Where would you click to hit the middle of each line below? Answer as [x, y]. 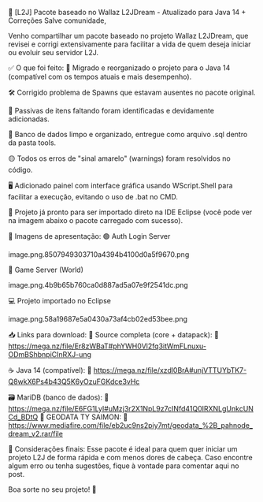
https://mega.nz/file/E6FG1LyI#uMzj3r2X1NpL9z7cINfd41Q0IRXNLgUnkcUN [131, 409]
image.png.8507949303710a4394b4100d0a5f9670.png [99, 255]
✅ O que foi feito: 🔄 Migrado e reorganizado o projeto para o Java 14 [119, 68]
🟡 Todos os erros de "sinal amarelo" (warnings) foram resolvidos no [119, 158]
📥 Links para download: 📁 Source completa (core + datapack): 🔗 [113, 335]
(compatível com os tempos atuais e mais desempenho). [100, 76]
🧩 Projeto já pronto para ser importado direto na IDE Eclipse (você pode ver [130, 212]
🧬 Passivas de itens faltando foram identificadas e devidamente [111, 111]
